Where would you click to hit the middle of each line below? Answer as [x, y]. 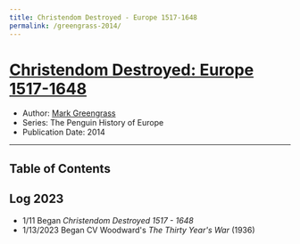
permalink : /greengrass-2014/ [66, 26]
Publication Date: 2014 [63, 132]
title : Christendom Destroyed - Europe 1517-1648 [104, 17]
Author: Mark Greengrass [69, 113]
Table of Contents [60, 169]
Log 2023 [37, 199]
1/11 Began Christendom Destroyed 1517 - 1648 [108, 220]
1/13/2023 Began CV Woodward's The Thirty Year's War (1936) [139, 230]
